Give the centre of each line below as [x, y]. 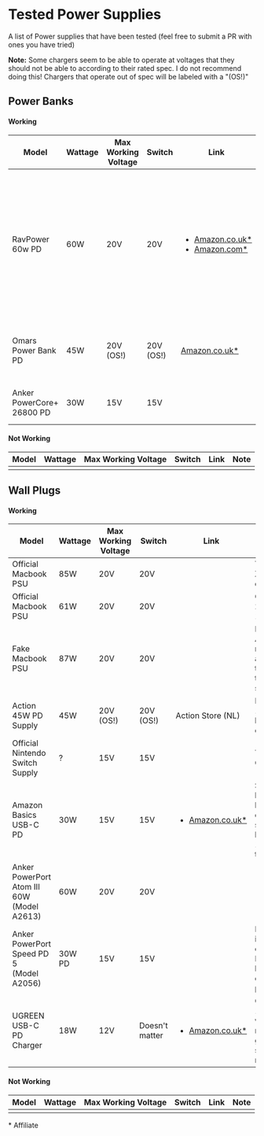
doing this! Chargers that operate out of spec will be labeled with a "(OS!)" [128, 76]
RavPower [31, 239]
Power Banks [41, 101]
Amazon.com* [221, 249]
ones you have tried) [42, 44]
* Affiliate [24, 1125]
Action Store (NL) [208, 716]
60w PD [27, 249]
